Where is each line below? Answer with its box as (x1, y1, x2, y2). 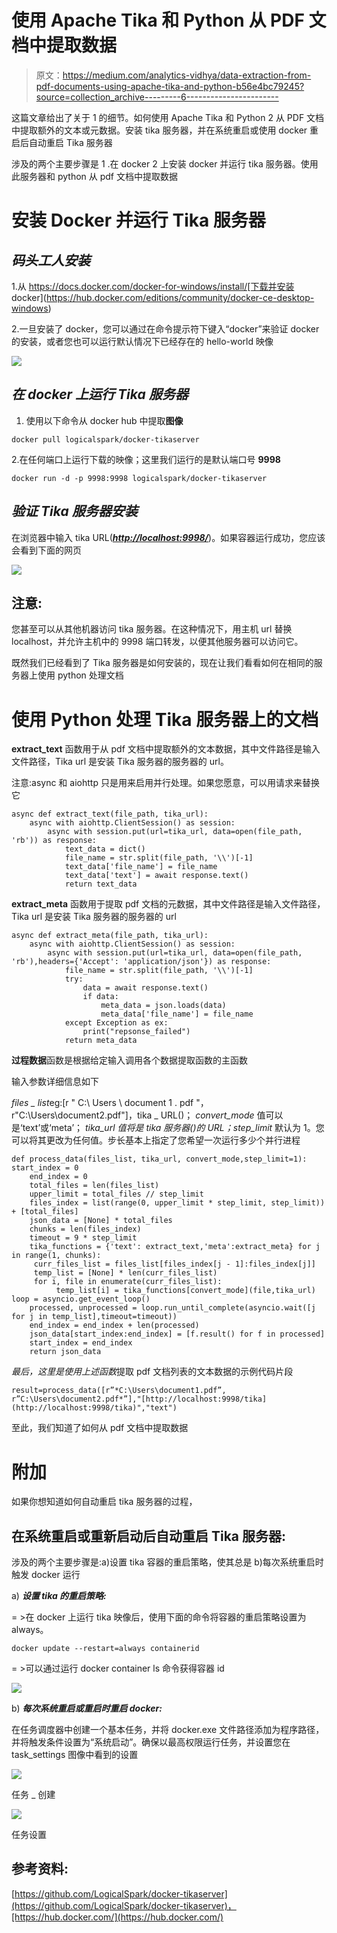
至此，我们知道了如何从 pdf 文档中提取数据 (11, 1422, 189, 1434)
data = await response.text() (82, 983, 209, 993)
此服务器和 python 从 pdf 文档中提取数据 (11, 170, 178, 182)
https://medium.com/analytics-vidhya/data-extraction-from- (62, 69, 312, 81)
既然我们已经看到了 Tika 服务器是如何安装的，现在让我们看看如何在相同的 (11, 657, 314, 669)
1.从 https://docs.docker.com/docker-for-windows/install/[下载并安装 (11, 280, 295, 292)
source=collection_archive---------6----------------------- (35, 91, 279, 103)
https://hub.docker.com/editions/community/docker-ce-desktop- (45, 291, 315, 303)
